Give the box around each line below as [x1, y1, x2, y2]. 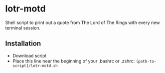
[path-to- [136, 58, 156, 64]
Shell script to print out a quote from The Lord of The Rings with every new [5, 19, 160, 25]
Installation [5, 39, 41, 48]
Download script [12, 52, 47, 58]
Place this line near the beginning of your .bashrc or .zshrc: [12, 58, 135, 64]
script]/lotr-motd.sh [12, 63, 58, 68]
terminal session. [5, 24, 41, 30]
